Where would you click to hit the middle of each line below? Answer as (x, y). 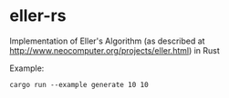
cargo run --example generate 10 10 (79, 84)
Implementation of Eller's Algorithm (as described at (107, 41)
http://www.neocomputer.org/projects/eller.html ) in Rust (115, 50)
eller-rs (38, 16)
